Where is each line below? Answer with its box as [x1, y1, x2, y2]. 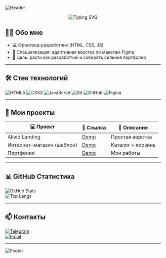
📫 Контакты [5, 213, 46, 221]
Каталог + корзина [111, 141, 156, 148]
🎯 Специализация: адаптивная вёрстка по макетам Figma [12, 49, 134, 55]
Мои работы [111, 150, 141, 157]
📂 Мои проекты [5, 109, 55, 117]
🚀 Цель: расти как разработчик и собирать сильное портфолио [12, 54, 147, 60]
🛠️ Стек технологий [5, 74, 68, 83]
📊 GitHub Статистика [5, 172, 75, 180]
